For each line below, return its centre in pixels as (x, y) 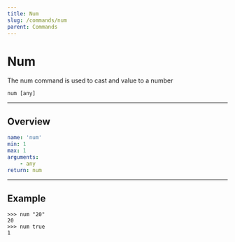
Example (27, 198)
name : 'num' (24, 138)
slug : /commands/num (37, 20)
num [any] (22, 94)
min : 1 (17, 144)
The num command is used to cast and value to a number (90, 80)
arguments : (23, 157)
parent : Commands (33, 27)
